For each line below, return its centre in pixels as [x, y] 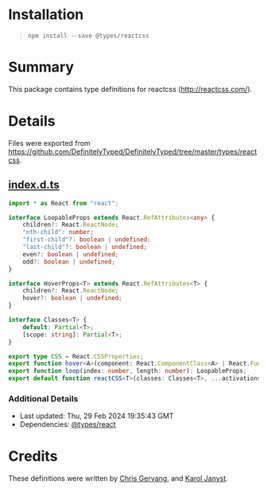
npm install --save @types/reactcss [88, 36]
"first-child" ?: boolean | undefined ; [87, 240]
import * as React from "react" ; [64, 203]
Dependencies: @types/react [68, 424]
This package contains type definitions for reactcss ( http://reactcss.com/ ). [130, 89]
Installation [46, 15]
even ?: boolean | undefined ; [71, 254]
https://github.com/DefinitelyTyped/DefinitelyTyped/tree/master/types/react [133, 152]
